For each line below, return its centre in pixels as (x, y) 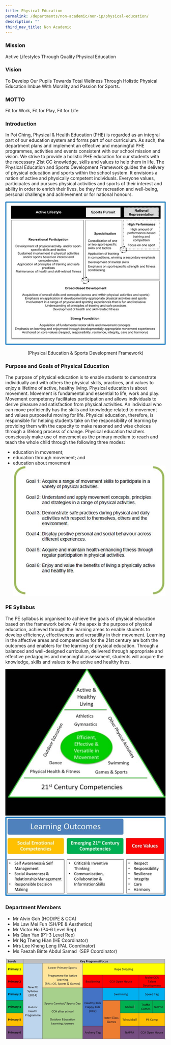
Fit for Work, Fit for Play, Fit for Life (42, 111)
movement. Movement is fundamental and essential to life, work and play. (82, 393)
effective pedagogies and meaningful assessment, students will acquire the (84, 656)
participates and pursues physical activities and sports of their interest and (84, 184)
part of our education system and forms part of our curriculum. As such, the (85, 140)
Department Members (33, 907)
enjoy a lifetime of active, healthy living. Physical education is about (76, 388)
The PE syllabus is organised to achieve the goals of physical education (80, 618)
